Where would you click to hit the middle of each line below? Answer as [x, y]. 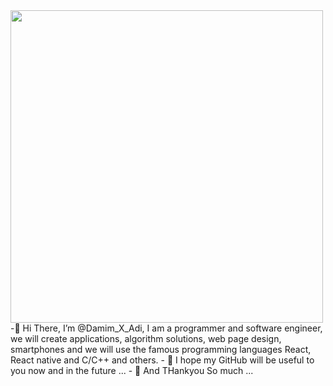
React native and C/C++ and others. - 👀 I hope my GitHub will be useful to [162, 360]
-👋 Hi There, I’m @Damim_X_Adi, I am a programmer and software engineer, [166, 328]
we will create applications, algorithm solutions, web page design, [146, 338]
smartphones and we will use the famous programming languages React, [161, 349]
